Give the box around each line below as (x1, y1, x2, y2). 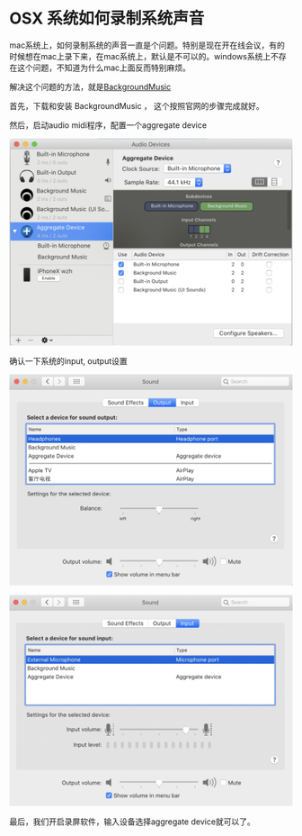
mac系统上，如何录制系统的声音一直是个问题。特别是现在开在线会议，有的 (9, 40, 286, 50)
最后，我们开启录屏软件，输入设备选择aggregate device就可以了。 (9, 816, 256, 827)
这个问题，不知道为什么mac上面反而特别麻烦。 (16, 62, 191, 73)
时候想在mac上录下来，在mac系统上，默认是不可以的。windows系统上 (9, 50, 271, 61)
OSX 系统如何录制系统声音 (9, 8, 205, 29)
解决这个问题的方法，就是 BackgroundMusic (9, 81, 172, 92)
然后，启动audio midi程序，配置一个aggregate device (9, 119, 208, 131)
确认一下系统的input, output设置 (9, 356, 128, 367)
